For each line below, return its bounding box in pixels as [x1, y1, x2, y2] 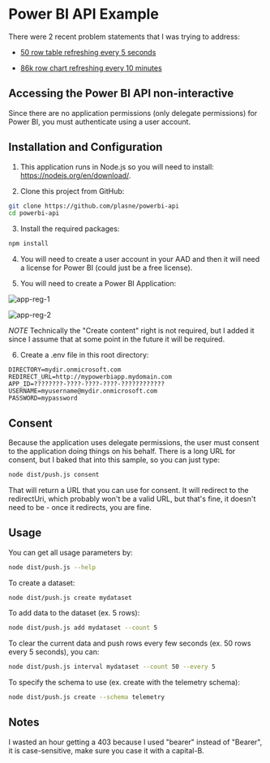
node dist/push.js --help [8, 563, 96, 572]
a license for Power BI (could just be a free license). [19, 263, 193, 272]
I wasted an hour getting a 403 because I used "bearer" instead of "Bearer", [8, 737, 263, 747]
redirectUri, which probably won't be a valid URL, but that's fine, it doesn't [8, 494, 256, 504]
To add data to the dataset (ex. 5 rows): [8, 608, 140, 618]
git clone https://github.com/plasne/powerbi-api [8, 202, 180, 210]
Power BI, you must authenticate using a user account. [8, 117, 191, 126]
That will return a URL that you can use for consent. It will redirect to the [8, 485, 249, 495]
